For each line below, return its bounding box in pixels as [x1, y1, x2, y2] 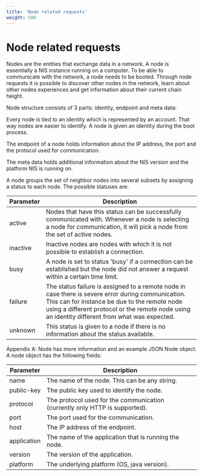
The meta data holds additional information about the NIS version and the [6, 158, 189, 166]
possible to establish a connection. [45, 248, 145, 256]
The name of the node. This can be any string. [46, 376, 177, 385]
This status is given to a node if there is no [45, 323, 166, 331]
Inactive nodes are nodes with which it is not [45, 240, 172, 248]
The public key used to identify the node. [46, 386, 163, 394]
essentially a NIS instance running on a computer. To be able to [6, 67, 164, 74]
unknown [9, 326, 36, 335]
